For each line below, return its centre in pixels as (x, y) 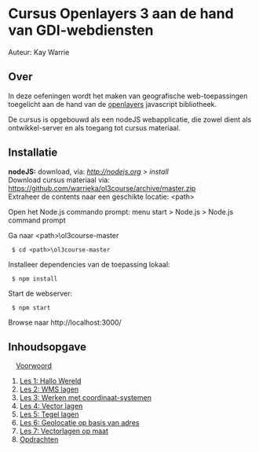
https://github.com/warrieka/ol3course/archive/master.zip (102, 188)
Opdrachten (39, 439)
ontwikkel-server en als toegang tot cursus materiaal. (95, 127)
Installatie (33, 153)
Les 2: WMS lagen (49, 389)
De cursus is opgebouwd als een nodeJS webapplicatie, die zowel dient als (130, 119)
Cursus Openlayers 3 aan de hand (121, 14)
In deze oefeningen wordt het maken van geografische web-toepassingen (128, 96)
